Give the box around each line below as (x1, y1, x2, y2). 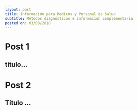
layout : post (5, 7, 31, 12)
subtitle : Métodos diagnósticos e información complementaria (5, 16, 133, 21)
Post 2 (5, 80, 31, 91)
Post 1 (5, 41, 30, 52)
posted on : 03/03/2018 (5, 20, 51, 26)
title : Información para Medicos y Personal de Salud (5, 12, 116, 16)
